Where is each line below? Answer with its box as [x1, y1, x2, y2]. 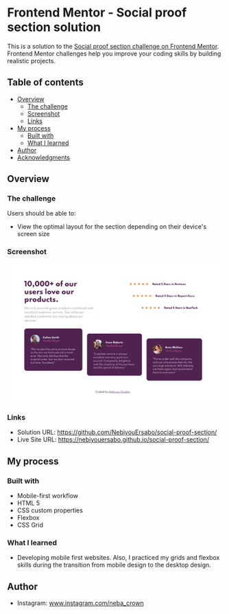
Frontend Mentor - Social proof [7, 5, 187, 21]
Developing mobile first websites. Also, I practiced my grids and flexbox [16, 554, 220, 562]
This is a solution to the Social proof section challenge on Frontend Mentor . [7, 42, 219, 50]
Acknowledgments [16, 153, 71, 161]
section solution [7, 19, 101, 35]
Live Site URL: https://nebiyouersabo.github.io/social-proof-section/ [16, 435, 210, 444]
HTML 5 [16, 499, 40, 508]
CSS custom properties [16, 506, 84, 514]
